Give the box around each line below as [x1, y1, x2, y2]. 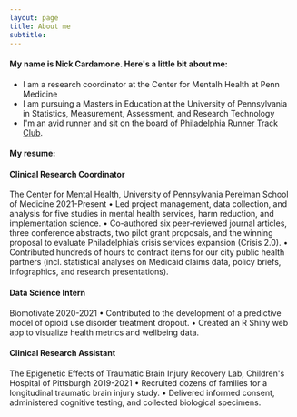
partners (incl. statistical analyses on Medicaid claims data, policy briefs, [9, 257, 282, 268]
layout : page [9, 13, 59, 23]
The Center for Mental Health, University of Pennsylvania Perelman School [9, 188, 289, 200]
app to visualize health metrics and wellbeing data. [9, 327, 200, 338]
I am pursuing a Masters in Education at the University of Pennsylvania [22, 97, 288, 109]
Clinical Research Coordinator [9, 168, 125, 179]
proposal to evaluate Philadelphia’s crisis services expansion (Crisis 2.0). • [9, 238, 289, 249]
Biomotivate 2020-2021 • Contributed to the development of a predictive [9, 307, 282, 319]
